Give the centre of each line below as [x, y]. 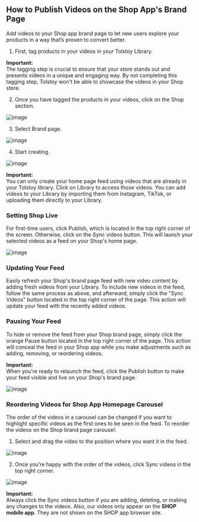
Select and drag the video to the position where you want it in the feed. [101, 441]
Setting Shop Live [32, 215]
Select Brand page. [38, 129]
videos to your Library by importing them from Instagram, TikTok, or [89, 194]
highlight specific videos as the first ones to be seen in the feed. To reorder [98, 423]
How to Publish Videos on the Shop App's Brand [97, 10]
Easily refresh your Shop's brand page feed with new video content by [92, 281]
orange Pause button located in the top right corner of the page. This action [99, 340]
